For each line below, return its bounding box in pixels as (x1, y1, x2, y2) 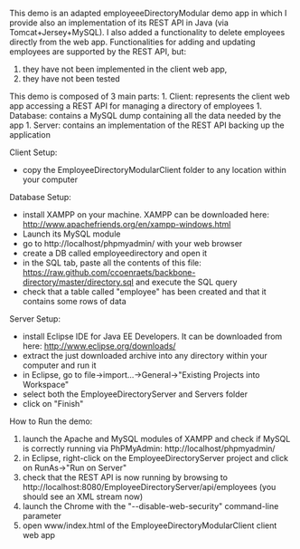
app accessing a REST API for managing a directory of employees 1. (9, 101, 262, 111)
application (9, 130, 52, 140)
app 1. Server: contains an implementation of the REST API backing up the (9, 120, 285, 130)
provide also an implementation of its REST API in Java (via (9, 17, 229, 28)
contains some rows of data (22, 296, 127, 306)
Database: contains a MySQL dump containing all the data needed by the (9, 111, 282, 120)
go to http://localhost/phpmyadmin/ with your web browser (22, 238, 243, 248)
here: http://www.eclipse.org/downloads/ (22, 341, 176, 352)
